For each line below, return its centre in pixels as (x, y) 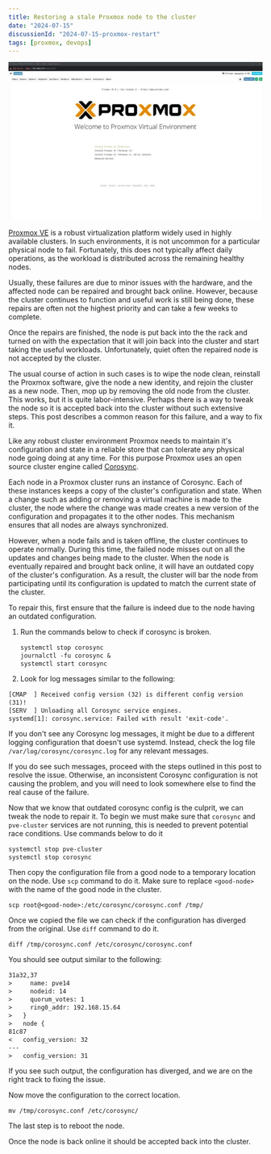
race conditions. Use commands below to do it (86, 834)
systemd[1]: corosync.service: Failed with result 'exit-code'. (119, 719)
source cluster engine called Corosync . (73, 467)
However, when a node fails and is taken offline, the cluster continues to (128, 541)
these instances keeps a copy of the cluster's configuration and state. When (135, 491)
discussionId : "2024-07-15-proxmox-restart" (84, 34)
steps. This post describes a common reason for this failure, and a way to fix (135, 417)
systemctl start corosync (63, 664)
